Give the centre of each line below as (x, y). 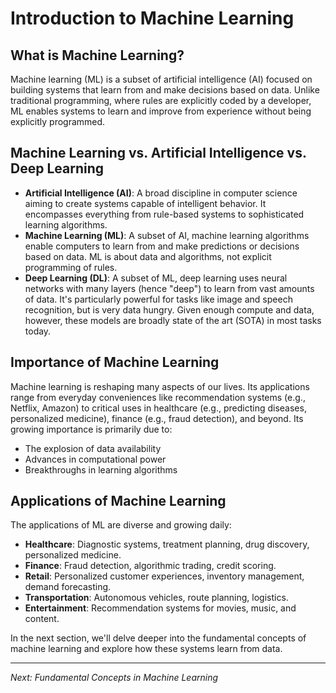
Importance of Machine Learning (115, 362)
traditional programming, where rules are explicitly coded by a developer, (161, 100)
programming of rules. (71, 267)
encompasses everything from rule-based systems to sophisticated (164, 214)
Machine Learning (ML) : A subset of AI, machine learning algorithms (167, 235)
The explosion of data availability (93, 448)
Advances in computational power (95, 459)
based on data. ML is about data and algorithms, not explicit (148, 256)
